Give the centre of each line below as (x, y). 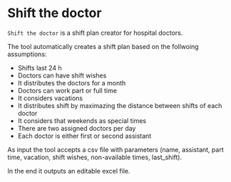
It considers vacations (50, 98)
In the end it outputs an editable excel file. (69, 171)
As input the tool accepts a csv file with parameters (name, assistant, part (115, 149)
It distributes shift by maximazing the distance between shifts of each (120, 105)
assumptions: (27, 54)
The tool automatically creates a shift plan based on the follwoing (103, 46)
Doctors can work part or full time (67, 90)
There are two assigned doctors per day (77, 128)
